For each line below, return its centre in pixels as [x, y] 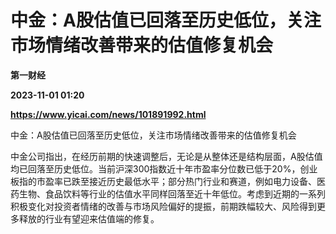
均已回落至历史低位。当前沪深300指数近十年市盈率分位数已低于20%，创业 [164, 168]
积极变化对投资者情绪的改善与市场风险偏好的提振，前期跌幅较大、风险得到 [163, 206]
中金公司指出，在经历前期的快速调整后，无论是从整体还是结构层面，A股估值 [166, 156]
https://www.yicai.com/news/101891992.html [108, 114]
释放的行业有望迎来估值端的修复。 [89, 218]
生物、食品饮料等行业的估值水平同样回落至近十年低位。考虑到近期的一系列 [172, 193]
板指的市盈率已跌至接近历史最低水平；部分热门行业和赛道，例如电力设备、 [163, 181]
